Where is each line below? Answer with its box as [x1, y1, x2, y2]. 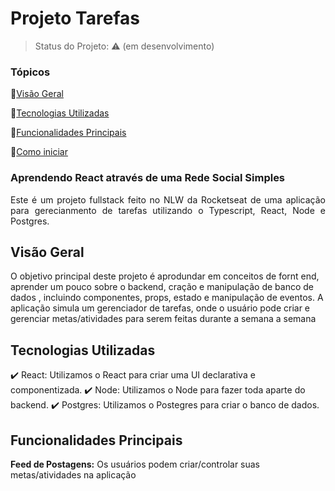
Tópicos [10, 65, 51, 79]
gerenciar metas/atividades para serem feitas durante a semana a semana [10, 313, 317, 325]
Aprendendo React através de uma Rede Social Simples [10, 171, 286, 185]
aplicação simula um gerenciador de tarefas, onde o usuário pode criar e [10, 302, 311, 314]
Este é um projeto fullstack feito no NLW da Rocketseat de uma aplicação [10, 193, 326, 206]
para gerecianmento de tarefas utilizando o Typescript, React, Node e [10, 204, 326, 216]
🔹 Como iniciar [10, 146, 68, 158]
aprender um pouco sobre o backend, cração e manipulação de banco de [10, 281, 314, 293]
